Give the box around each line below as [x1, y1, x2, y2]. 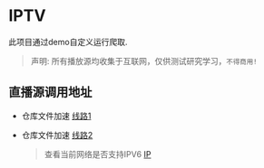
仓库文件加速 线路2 [21, 129, 93, 140]
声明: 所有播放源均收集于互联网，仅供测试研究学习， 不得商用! [30, 55, 258, 66]
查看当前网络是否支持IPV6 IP [44, 148, 152, 159]
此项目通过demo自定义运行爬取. [8, 36, 128, 47]
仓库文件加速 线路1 [21, 110, 92, 121]
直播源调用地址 [8, 85, 93, 100]
